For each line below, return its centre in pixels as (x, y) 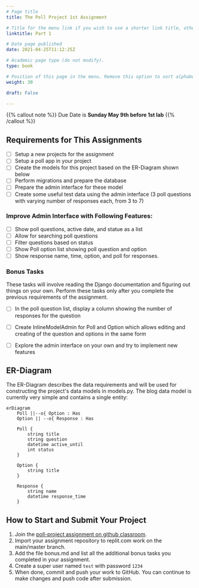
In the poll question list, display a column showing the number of (93, 309)
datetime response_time (57, 497)
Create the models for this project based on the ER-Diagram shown (97, 167)
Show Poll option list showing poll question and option (81, 249)
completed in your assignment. (52, 559)
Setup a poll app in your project (53, 161)
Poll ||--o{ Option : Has (49, 413)
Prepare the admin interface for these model (69, 187)
